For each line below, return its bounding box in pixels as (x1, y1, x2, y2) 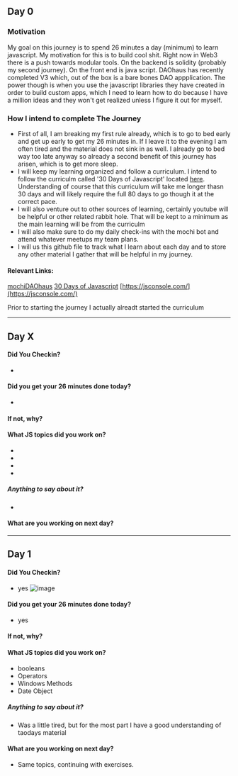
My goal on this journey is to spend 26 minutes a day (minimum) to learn (7, 43, 219, 52)
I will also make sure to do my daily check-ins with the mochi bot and (17, 227, 220, 236)
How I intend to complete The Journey (7, 113, 142, 123)
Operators (17, 671, 47, 680)
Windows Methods (17, 679, 73, 687)
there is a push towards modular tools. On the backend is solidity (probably (7, 58, 227, 67)
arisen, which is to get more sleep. (17, 159, 118, 168)
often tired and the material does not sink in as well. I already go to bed (17, 145, 225, 153)
